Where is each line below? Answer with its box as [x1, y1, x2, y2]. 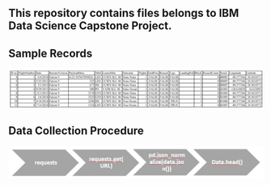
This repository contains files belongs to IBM [8, 6, 239, 20]
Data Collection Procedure [8, 124, 144, 138]
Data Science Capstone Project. [8, 19, 172, 33]
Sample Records [8, 46, 93, 60]
